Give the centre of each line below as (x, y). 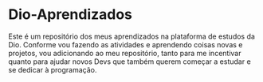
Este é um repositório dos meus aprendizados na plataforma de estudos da (131, 36)
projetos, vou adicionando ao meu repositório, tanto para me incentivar (125, 53)
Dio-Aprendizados (71, 15)
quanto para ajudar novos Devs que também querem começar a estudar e (130, 61)
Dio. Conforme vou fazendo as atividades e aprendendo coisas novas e (126, 44)
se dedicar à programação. (53, 69)
